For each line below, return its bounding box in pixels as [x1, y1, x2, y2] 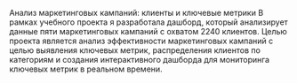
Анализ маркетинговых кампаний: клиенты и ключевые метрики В [9, 8, 264, 18]
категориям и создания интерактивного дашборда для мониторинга [9, 55, 269, 64]
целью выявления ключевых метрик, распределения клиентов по [9, 45, 261, 56]
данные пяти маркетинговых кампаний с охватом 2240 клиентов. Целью [9, 26, 287, 36]
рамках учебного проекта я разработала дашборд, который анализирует [9, 17, 289, 27]
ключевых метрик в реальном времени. [9, 64, 163, 74]
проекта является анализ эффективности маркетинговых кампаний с [9, 35, 274, 46]
